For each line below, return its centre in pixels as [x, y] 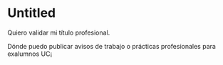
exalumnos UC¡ [30, 54]
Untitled [32, 13]
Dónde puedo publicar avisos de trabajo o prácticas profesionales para [111, 46]
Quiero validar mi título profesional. [59, 32]
